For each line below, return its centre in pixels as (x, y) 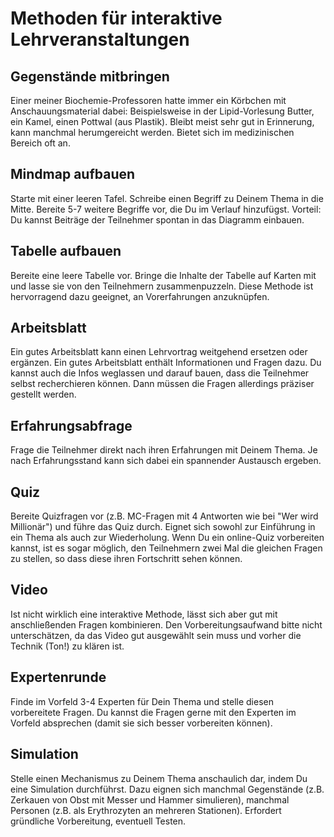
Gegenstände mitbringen (90, 76)
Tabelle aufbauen (66, 251)
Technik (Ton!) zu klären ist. (67, 646)
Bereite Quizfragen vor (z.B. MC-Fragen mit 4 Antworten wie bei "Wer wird (164, 516)
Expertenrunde (58, 677)
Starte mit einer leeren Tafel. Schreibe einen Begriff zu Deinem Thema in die (167, 198)
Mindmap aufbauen (73, 174)
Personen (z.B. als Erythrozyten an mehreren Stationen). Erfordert (146, 810)
